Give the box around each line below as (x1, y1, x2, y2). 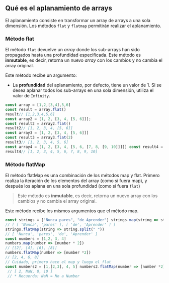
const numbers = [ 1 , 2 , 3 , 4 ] (5, 236, 66, 241)
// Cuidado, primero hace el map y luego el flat (5, 259, 112, 264)
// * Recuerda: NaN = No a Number (7, 273, 80, 278)
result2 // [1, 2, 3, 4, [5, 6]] (5, 125, 73, 131)
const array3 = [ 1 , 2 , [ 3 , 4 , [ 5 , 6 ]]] (5, 130, 89, 135)
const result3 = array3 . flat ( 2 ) (5, 135, 73, 140)
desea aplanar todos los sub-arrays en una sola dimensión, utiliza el (12, 87, 154, 93)
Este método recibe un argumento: (5, 72, 77, 78)
